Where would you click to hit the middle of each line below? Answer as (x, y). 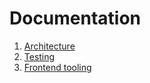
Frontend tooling (57, 67)
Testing (39, 56)
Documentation (75, 18)
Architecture (49, 46)
